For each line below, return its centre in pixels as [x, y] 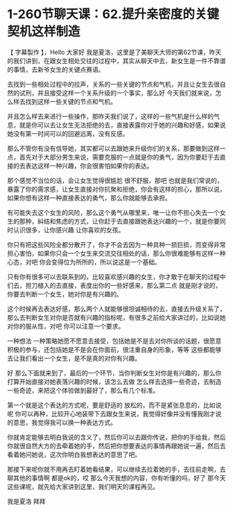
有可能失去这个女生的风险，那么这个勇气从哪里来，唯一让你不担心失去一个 [113, 212]
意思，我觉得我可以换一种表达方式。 [64, 422]
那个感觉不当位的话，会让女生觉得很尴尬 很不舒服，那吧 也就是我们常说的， [115, 180]
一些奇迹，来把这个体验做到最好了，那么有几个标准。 [83, 390]
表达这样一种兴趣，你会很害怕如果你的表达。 [89, 165]
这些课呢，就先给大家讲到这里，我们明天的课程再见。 [83, 486]
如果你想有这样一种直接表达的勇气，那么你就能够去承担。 [89, 198]
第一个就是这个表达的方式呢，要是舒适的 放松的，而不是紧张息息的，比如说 [114, 405]
